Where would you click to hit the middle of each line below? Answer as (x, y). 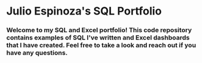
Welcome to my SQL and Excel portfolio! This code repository (99, 30)
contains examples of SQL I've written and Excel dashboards (98, 38)
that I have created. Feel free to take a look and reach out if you (101, 45)
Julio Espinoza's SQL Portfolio (84, 11)
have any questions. (37, 53)
